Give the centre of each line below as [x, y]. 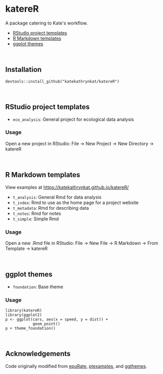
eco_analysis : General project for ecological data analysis [73, 119]
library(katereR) [24, 311]
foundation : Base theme [38, 287]
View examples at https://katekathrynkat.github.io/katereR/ [67, 187]
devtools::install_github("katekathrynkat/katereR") [62, 81]
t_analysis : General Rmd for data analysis [57, 197]
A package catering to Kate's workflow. [47, 23]
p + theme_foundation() [31, 329]
